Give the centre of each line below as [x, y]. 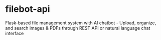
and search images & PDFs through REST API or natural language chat [78, 28]
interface [15, 33]
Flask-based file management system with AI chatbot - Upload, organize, [81, 23]
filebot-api [28, 9]
